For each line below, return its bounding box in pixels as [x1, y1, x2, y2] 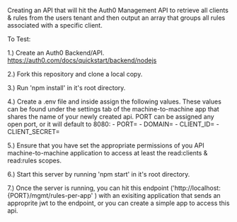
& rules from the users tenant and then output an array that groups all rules [7, 13, 226, 22]
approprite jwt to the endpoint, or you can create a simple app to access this [7, 199, 230, 207]
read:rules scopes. [7, 156, 62, 165]
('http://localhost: [170, 184, 221, 192]
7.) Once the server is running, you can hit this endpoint [7, 184, 169, 192]
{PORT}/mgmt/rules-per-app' [7, 192, 93, 199]
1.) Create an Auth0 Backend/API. [7, 49, 105, 57]
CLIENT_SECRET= [7, 128, 60, 135]
